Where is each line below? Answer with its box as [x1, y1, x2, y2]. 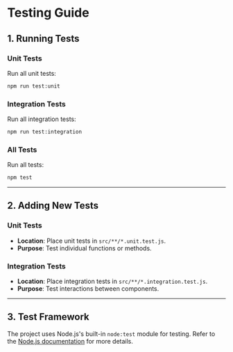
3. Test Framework [7, 311, 90, 323]
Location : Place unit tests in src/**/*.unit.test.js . [17, 237, 166, 245]
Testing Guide [7, 5, 89, 21]
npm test [7, 174, 33, 182]
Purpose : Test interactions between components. [17, 285, 159, 293]
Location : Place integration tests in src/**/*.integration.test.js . [17, 277, 208, 286]
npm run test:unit [7, 82, 60, 90]
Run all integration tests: [7, 115, 76, 123]
